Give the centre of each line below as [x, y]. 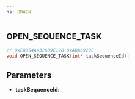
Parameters [29, 75]
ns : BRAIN [19, 12]
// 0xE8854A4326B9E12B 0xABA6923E [50, 50]
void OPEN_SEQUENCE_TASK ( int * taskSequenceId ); [68, 56]
